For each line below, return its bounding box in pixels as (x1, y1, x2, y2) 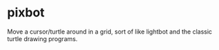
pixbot (7, 5, 45, 21)
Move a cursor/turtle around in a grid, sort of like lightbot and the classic (7, 27, 212, 36)
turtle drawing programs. (7, 34, 78, 42)
